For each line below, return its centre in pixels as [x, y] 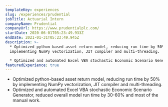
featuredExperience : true [32, 65]
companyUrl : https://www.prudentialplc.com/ [52, 28]
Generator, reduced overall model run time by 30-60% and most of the [85, 95]
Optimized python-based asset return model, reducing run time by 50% [86, 79]
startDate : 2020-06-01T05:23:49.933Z [44, 33]
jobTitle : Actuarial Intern [34, 19]
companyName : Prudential [31, 24]
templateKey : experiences [32, 10]
